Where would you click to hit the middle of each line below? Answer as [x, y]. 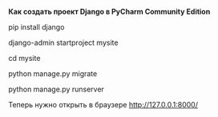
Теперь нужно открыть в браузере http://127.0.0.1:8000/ [103, 105]
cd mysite [24, 58]
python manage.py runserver [56, 89]
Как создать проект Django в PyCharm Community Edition [109, 12]
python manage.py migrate [53, 74]
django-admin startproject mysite [63, 42]
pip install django [36, 27]
